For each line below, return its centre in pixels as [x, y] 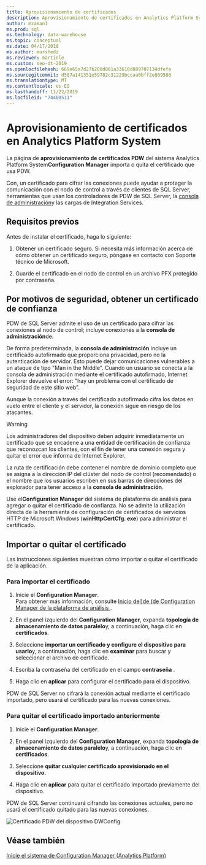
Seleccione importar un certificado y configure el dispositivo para [100, 645]
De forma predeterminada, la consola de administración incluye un [92, 348]
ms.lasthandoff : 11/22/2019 [42, 92]
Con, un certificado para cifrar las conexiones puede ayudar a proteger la [99, 183]
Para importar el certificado [48, 582]
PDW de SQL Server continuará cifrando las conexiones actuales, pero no [100, 803]
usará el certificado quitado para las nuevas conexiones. [78, 809]
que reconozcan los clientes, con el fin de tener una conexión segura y [96, 449]
